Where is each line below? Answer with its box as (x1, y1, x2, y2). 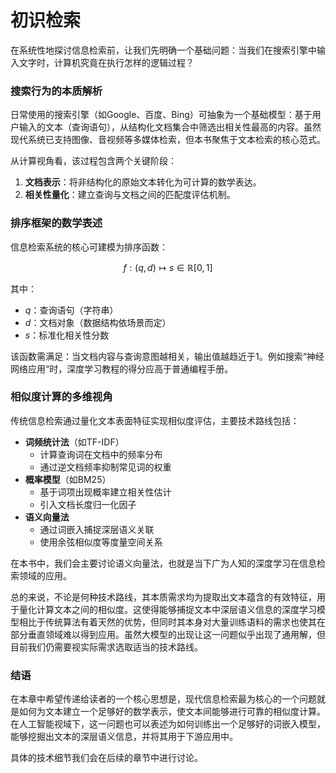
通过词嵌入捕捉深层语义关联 (39, 523, 155, 535)
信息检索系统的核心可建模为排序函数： (10, 241, 168, 253)
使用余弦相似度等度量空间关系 (39, 536, 163, 548)
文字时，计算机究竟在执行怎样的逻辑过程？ (18, 56, 195, 68)
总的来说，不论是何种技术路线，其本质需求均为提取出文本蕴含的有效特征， (10, 591, 317, 603)
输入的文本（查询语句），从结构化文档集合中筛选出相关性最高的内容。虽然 (18, 121, 322, 133)
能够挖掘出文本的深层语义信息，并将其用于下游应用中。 (10, 731, 238, 743)
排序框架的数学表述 (10, 216, 103, 230)
